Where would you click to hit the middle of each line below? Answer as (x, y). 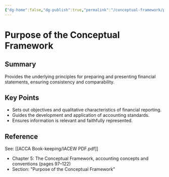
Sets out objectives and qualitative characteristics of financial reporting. (87, 110)
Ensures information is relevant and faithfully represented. (72, 121)
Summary (20, 64)
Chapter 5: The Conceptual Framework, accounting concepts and (80, 159)
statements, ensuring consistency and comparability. (60, 82)
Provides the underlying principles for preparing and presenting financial (80, 76)
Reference (21, 136)
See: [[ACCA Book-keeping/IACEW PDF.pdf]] (52, 149)
